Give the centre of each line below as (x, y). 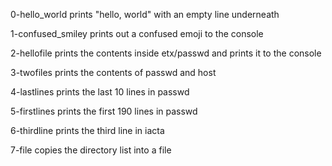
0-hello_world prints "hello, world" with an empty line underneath (145, 14)
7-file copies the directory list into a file (91, 150)
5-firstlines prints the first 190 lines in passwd (104, 111)
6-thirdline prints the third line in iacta (87, 130)
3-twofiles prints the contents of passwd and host (113, 72)
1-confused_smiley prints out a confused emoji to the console (137, 33)
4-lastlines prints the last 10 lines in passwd (100, 92)
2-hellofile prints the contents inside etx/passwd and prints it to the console (166, 53)
